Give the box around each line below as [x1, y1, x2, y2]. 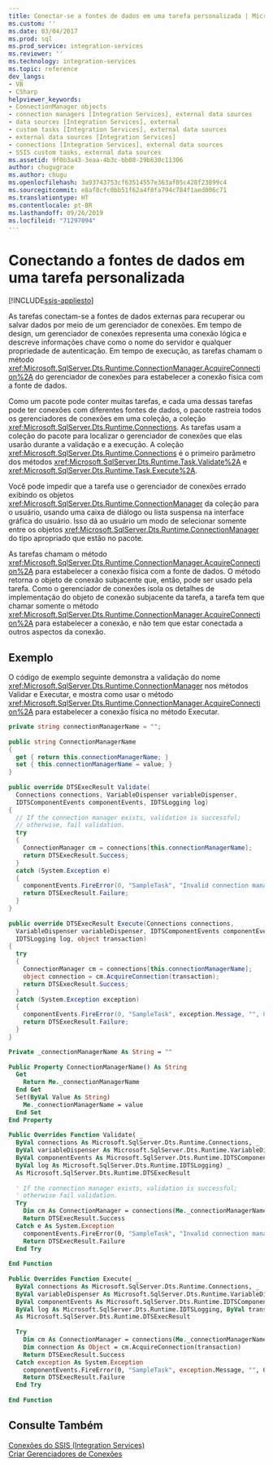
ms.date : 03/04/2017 [8, 27, 79, 35]
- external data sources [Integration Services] [8, 133, 176, 141]
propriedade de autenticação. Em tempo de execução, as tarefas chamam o [8, 346, 262, 356]
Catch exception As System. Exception [15, 1358, 144, 1367]
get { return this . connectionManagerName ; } [15, 753, 169, 762]
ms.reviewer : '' [8, 50, 63, 58]
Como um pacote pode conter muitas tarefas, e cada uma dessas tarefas [8, 397, 253, 406]
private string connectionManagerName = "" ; [8, 722, 162, 731]
